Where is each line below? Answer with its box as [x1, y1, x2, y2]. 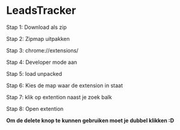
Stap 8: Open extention [6, 105, 64, 112]
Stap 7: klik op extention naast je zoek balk [6, 93, 113, 101]
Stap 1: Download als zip [6, 23, 67, 31]
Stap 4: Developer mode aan [6, 58, 77, 66]
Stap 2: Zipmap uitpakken [6, 35, 70, 42]
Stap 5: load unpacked [6, 70, 62, 77]
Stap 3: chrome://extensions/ [6, 46, 79, 54]
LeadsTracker [6, 4, 76, 17]
